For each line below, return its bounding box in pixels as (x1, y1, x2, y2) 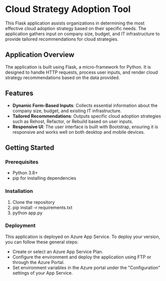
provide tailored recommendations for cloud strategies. (5, 36, 119, 42)
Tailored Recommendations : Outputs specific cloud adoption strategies (12, 113, 161, 119)
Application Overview (5, 51, 74, 59)
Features (5, 89, 33, 98)
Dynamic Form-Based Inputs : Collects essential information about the (12, 102, 158, 108)
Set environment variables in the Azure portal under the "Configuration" (12, 264, 160, 270)
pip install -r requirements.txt (12, 204, 72, 210)
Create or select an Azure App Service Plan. (12, 248, 103, 254)
